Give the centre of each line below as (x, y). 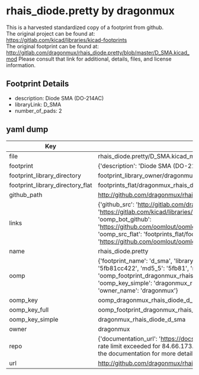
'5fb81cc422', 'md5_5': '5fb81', (143, 268)
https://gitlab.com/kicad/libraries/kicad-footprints (67, 40)
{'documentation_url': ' (129, 338)
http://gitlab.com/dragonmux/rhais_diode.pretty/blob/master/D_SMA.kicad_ (98, 52)
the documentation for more (137, 353)
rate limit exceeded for (129, 346)
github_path (26, 195)
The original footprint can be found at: (52, 46)
